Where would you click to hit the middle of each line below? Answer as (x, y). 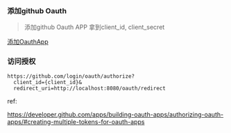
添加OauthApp (28, 42)
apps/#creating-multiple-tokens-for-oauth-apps (76, 121)
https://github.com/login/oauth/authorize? (71, 76)
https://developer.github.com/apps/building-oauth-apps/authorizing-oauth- (115, 114)
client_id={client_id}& (48, 82)
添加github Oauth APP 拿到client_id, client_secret (94, 27)
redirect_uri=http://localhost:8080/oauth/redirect (90, 88)
